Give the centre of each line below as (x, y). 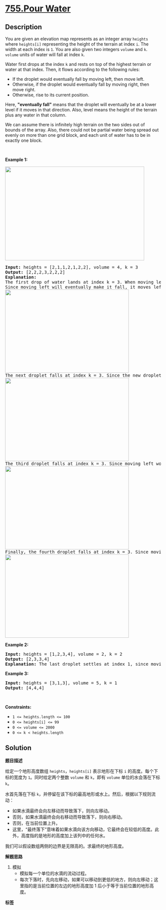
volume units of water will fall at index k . (45, 55)
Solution (18, 748)
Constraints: (18, 707)
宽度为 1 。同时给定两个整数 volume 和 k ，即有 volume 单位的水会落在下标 (87, 777)
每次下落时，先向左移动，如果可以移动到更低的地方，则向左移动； (87, 879)
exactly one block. (24, 140)
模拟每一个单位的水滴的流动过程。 (54, 873)
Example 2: (17, 645)
